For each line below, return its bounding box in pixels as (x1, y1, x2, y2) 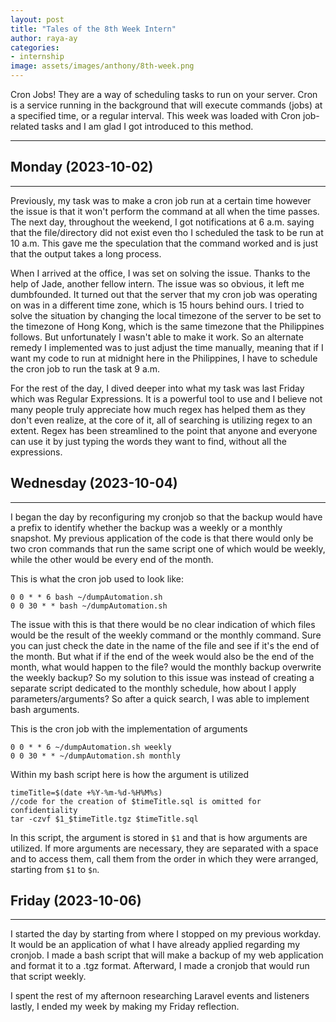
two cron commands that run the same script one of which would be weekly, (10, 542, 326, 555)
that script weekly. (10, 971, 87, 983)
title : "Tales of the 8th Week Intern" (10, 24, 177, 34)
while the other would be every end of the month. (10, 553, 214, 565)
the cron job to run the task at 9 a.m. (10, 362, 161, 375)
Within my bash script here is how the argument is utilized (10, 768, 250, 780)
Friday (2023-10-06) (10, 892, 142, 910)
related (10, 121, 40, 132)
